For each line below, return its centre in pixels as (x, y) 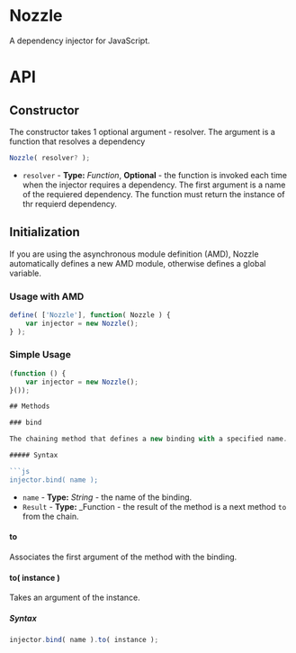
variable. (26, 273)
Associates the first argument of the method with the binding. (123, 557)
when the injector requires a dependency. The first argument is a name (154, 185)
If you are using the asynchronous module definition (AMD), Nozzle (134, 254)
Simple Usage (40, 355)
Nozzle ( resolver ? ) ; (50, 158)
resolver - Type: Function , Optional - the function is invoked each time (155, 175)
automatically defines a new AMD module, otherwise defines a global (138, 263)
